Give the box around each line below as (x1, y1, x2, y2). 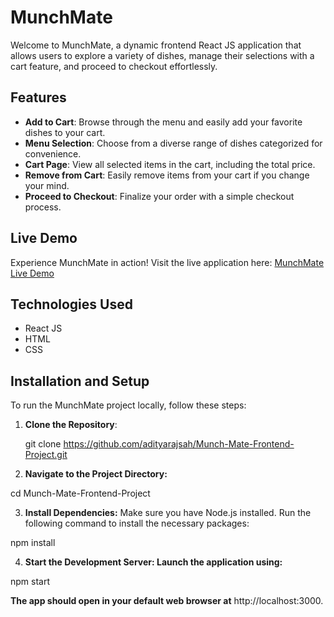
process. (24, 201, 62, 213)
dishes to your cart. (24, 126, 106, 138)
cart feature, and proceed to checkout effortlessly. (10, 60, 218, 72)
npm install (10, 537, 56, 549)
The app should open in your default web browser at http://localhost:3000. (10, 595, 324, 607)
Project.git (24, 449, 68, 461)
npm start (10, 576, 51, 588)
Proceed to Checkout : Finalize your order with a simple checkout (24, 190, 295, 202)
